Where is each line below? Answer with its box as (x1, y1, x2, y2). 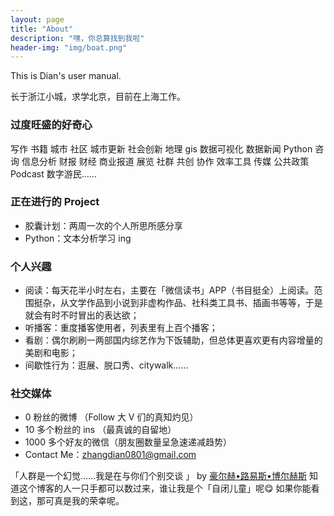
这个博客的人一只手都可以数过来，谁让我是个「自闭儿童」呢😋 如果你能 (18, 482, 312, 495)
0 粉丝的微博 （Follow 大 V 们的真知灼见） (24, 411, 199, 423)
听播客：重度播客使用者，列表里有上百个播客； (24, 322, 218, 334)
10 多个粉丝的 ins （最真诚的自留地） (24, 424, 177, 436)
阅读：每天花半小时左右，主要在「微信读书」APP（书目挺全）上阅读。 (24, 284, 315, 296)
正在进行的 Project (10, 195, 100, 209)
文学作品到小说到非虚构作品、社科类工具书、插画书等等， (68, 297, 306, 309)
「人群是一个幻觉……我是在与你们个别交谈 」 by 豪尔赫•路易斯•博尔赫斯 (10, 470, 307, 482)
